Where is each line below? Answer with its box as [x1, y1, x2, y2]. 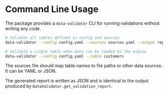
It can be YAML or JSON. [5, 68, 56, 74]
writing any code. [5, 25, 41, 31]
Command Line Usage [5, 4, 98, 15]
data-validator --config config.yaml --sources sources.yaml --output [5, 40, 155, 45]
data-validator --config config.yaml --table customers [5, 54, 124, 59]
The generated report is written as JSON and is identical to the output [5, 78, 149, 84]
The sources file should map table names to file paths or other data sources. [5, 63, 162, 69]
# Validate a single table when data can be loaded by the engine [5, 49, 146, 54]
